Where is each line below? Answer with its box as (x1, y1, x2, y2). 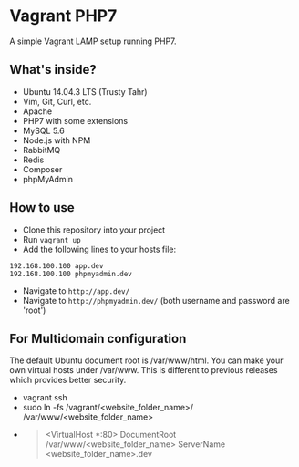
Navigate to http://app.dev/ (22, 285, 130, 296)
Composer (22, 163, 63, 174)
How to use (9, 200, 75, 215)
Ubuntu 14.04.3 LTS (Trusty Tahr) (22, 86, 148, 97)
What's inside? (9, 62, 98, 78)
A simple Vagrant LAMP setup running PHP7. (9, 36, 177, 47)
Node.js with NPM (22, 134, 91, 146)
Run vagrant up (22, 233, 81, 244)
